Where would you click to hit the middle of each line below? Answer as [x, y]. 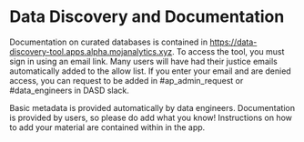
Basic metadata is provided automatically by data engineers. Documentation [152, 107]
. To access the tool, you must [228, 51]
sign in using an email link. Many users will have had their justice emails [143, 61]
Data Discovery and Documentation [147, 17]
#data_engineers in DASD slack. [70, 90]
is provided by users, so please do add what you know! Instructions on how [151, 117]
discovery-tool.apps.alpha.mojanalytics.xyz [91, 51]
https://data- [233, 42]
